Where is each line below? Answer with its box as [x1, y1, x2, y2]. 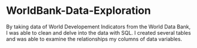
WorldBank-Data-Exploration [6, 4, 151, 17]
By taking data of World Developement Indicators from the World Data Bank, [6, 23, 191, 30]
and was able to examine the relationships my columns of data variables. [6, 35, 182, 42]
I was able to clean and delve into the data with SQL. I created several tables [6, 29, 191, 36]
